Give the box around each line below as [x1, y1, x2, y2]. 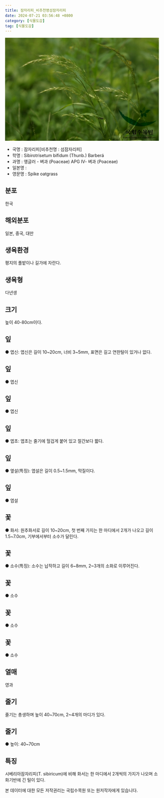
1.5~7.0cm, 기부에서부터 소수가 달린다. [5, 533, 79, 539]
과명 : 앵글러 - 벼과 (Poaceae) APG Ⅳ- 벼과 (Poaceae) [12, 159, 118, 164]
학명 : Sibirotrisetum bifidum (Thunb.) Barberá [12, 152, 104, 158]
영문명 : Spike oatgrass [12, 171, 58, 177]
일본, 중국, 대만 [5, 230, 34, 236]
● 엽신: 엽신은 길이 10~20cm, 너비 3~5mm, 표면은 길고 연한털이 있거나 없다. [5, 349, 152, 355]
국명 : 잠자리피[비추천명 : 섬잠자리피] [12, 146, 82, 152]
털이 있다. [27, 777, 45, 783]
